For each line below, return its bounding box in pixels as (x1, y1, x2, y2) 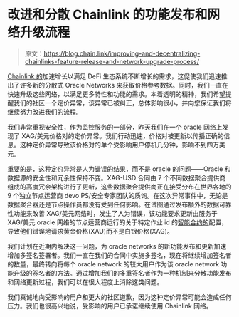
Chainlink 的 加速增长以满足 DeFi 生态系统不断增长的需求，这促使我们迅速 (7, 72, 222, 80)
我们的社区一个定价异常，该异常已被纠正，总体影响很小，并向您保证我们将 (13, 98, 232, 107)
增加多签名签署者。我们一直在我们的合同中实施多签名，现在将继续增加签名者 (7, 251, 232, 259)
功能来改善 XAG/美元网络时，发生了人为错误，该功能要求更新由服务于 (13, 209, 218, 217)
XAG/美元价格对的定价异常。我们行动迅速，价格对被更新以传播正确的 (21, 131, 224, 140)
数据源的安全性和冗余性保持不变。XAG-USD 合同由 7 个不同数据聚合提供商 (7, 173, 226, 182)
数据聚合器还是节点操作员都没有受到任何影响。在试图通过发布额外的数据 (7, 200, 219, 209)
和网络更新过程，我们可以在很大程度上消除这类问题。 (7, 277, 164, 286)
